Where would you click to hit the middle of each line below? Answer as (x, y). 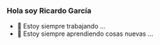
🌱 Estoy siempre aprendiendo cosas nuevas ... (85, 34)
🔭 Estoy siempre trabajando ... (61, 26)
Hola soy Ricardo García (49, 11)
